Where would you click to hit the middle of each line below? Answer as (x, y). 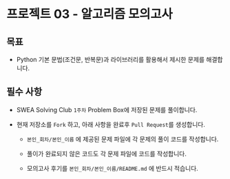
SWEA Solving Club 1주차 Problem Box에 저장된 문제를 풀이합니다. (107, 109)
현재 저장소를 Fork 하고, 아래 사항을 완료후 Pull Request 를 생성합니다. (111, 124)
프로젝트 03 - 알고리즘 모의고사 (90, 14)
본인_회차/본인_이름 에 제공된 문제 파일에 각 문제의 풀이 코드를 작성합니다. (123, 139)
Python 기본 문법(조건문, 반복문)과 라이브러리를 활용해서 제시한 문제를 (110, 60)
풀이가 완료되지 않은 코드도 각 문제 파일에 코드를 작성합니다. (107, 154)
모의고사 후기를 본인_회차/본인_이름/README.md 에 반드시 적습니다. (113, 168)
